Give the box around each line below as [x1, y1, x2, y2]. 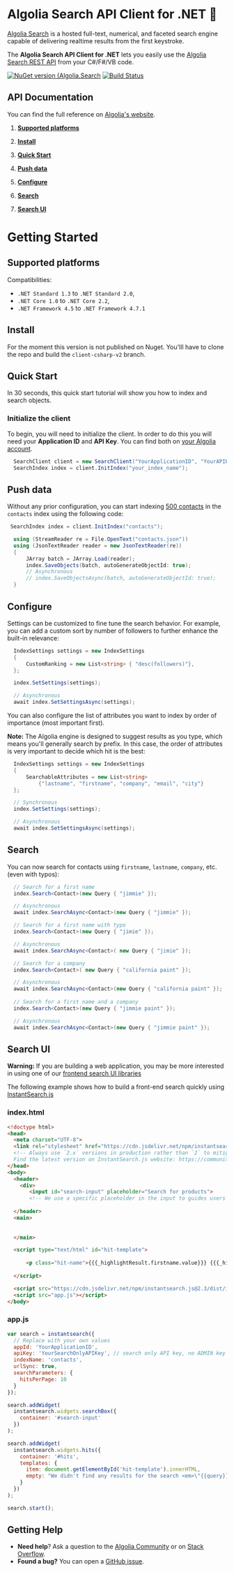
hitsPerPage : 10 [19, 1376, 68, 1383]
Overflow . [17, 1550, 45, 1558]
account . [7, 444, 33, 453]
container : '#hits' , [19, 1453, 79, 1460]
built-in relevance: [7, 633, 59, 642]
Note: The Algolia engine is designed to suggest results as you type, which [7, 733, 223, 741]
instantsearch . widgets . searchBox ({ [13, 1408, 117, 1415]
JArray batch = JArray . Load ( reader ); [25, 555, 136, 562]
